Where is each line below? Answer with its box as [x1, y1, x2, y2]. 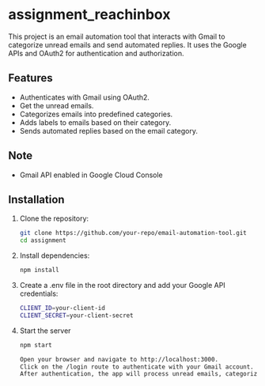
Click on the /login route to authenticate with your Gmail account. [19, 362, 255, 371]
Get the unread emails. [19, 100, 94, 110]
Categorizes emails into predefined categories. [19, 109, 173, 119]
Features [8, 71, 53, 85]
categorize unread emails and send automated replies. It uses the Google [8, 40, 247, 49]
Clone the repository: [19, 214, 89, 223]
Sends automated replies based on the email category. [19, 126, 198, 135]
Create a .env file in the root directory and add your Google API [19, 281, 225, 289]
